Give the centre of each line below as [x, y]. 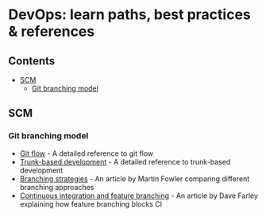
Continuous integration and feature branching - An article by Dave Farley [139, 196]
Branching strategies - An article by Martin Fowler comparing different [135, 178]
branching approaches [57, 187]
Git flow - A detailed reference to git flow [87, 153]
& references [52, 31]
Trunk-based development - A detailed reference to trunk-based [125, 161]
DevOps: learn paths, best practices [130, 15]
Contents [32, 61]
